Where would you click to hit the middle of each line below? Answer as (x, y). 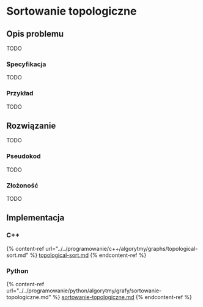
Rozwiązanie (31, 125)
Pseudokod (24, 156)
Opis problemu (35, 34)
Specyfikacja (26, 64)
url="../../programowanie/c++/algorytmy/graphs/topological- (122, 248)
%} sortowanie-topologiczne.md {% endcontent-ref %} (122, 297)
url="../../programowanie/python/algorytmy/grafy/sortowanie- (84, 291)
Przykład (20, 93)
